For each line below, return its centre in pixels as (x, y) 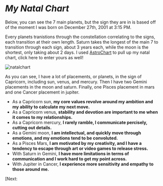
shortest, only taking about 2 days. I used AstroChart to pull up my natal (78, 52)
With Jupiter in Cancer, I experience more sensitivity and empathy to (83, 164)
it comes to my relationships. (42, 117)
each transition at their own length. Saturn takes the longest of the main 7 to (82, 42)
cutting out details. (32, 127)
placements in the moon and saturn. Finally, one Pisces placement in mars (80, 87)
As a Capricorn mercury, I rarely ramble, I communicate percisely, (80, 122)
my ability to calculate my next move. (51, 107)
